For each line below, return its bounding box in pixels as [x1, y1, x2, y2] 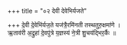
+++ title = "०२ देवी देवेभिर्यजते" [7, 7, 87, 15]
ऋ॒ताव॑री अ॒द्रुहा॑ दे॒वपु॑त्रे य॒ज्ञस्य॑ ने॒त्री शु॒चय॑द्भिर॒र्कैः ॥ [7, 29, 116, 37]
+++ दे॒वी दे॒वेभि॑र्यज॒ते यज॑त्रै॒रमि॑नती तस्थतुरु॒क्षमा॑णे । [7, 21, 121, 29]
